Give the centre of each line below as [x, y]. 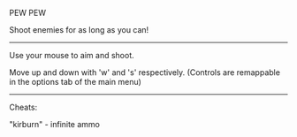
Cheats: [23, 107]
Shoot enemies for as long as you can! [79, 30]
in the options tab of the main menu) [75, 82]
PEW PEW [28, 13]
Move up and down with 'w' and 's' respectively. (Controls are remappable [145, 72]
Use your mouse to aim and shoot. [72, 55]
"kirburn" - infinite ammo [54, 124]
